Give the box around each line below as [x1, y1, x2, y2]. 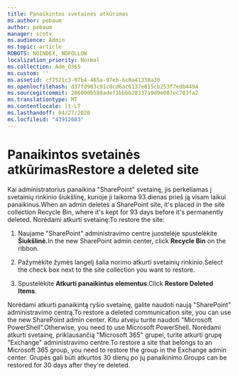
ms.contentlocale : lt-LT [7, 103, 81, 110]
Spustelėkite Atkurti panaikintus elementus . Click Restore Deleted [17, 279, 214, 287]
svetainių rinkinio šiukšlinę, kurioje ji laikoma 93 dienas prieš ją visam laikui [7, 192, 226, 201]
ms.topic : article [7, 43, 62, 50]
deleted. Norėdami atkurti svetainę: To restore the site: [7, 215, 165, 223]
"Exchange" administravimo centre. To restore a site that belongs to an [7, 338, 212, 346]
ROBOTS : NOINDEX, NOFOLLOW [7, 50, 87, 57]
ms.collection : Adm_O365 [7, 63, 81, 70]
